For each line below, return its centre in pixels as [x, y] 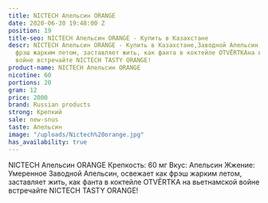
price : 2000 [28, 98]
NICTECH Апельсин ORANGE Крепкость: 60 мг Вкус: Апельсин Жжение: [132, 165]
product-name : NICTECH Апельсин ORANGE [75, 68]
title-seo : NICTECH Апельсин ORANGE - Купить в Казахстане [108, 38]
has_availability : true [48, 142]
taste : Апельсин [35, 127]
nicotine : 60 [30, 75]
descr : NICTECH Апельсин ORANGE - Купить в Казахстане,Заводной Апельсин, [135, 46]
